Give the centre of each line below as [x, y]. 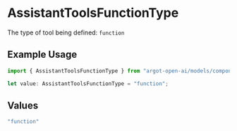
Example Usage [42, 55]
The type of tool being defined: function [66, 32]
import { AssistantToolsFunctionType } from [74, 71]
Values [23, 105]
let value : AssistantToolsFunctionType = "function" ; [88, 83]
